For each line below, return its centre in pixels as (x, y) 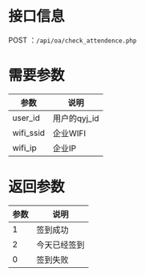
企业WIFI (69, 133)
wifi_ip (25, 147)
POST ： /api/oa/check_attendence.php (72, 40)
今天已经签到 (61, 245)
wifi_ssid (29, 133)
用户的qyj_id (76, 118)
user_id (26, 118)
